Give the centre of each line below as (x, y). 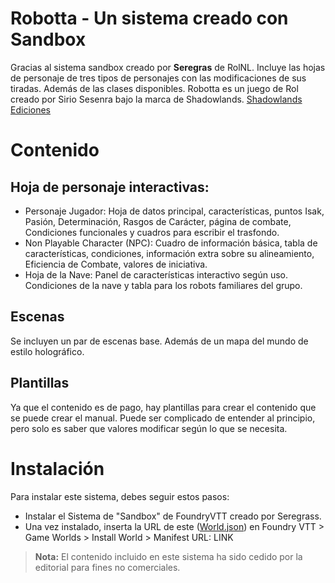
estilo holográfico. (47, 351)
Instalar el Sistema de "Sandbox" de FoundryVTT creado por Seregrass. (173, 516)
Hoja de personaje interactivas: (110, 187)
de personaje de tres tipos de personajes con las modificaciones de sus (158, 78)
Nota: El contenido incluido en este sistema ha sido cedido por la (168, 556)
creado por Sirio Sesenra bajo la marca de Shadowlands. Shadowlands (156, 99)
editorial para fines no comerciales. (107, 567)
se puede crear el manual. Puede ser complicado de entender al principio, (163, 418)
